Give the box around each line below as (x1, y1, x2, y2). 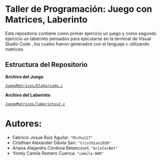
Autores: (5, 118, 42, 129)
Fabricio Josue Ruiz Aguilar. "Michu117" (12, 134, 93, 140)
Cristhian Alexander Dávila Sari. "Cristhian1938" (12, 140, 111, 146)
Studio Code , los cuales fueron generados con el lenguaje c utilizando (5, 41, 150, 47)
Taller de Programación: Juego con (5, 3, 153, 15)
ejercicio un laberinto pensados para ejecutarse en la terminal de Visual (5, 36, 152, 42)
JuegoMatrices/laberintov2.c (5, 102, 65, 107)
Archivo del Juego (5, 73, 44, 80)
